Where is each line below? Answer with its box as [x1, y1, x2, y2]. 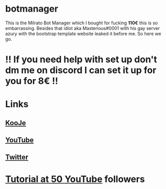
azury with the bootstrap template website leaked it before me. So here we [5, 30, 161, 36]
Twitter [5, 153, 29, 162]
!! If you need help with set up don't [5, 54, 157, 65]
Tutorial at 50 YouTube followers [5, 173, 145, 185]
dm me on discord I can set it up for [5, 64, 156, 76]
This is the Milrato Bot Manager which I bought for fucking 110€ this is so [5, 20, 158, 26]
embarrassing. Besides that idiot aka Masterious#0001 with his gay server [5, 25, 160, 31]
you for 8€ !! [5, 75, 58, 87]
